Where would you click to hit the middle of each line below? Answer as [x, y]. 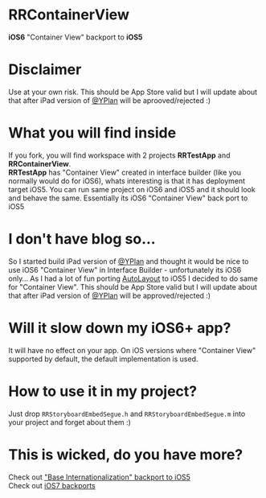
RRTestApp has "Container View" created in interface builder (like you [125, 172]
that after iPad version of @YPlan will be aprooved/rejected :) [110, 100]
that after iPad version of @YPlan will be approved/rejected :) [110, 295]
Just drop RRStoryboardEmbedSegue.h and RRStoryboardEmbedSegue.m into [127, 414]
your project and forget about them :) [70, 422]
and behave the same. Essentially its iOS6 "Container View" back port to [128, 198]
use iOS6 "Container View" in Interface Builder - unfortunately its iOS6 [125, 270]
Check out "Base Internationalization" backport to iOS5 [100, 477]
